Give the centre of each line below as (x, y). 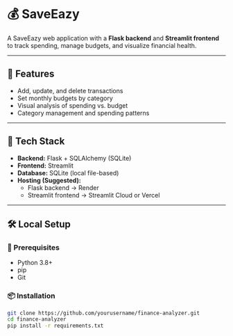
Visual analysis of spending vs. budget (72, 105)
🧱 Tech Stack (36, 142)
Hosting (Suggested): (49, 180)
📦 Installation (31, 296)
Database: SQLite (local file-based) (68, 173)
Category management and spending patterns (83, 113)
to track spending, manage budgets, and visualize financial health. (102, 45)
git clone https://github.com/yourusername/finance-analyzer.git (103, 313)
